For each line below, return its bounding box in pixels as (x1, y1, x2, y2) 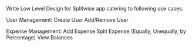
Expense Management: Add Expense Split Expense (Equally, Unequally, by (6, 28, 186, 35)
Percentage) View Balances (6, 34, 73, 41)
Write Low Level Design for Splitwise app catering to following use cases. (6, 5, 184, 12)
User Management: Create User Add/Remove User (6, 16, 129, 23)
